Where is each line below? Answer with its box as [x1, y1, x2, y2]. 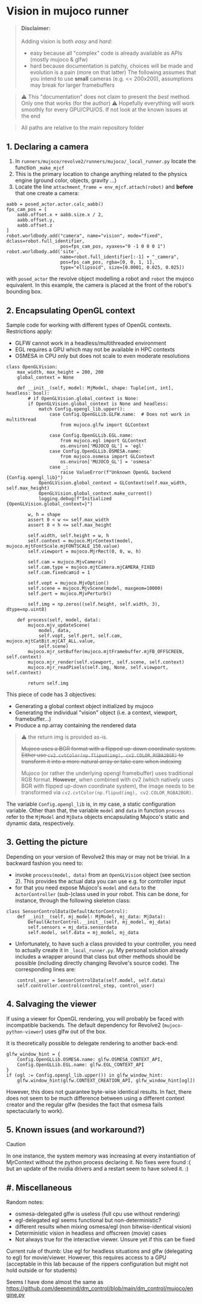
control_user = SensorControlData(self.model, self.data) [17, 977, 166, 983]
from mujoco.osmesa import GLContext [60, 454, 155, 460]
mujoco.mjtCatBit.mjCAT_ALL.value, [6, 638, 96, 644]
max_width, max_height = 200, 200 [17, 369, 104, 375]
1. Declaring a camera [6, 142, 89, 152]
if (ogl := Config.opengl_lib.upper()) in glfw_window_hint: [6, 1072, 163, 1078]
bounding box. [6, 288, 42, 295]
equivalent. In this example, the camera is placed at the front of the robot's [6, 281, 192, 289]
